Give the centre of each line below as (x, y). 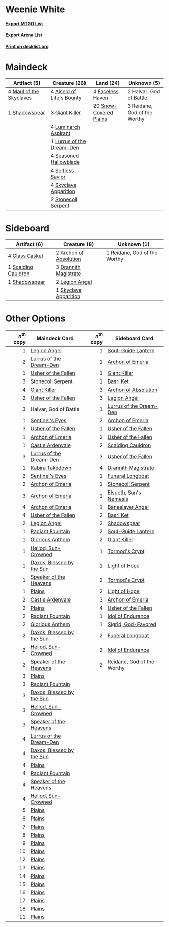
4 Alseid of (63, 91)
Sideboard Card (134, 338)
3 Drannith (68, 267)
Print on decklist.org (27, 46)
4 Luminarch (65, 127)
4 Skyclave (64, 185)
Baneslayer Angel (128, 507)
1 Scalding (21, 267)
